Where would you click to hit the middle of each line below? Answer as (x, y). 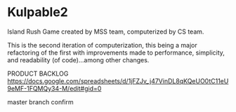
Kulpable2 (38, 12)
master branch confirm (40, 101)
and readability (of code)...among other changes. (78, 59)
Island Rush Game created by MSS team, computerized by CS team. (106, 31)
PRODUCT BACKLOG (38, 73)
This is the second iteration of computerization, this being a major (103, 45)
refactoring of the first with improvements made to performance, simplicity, (116, 52)
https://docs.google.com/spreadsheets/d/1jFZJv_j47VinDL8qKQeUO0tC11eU (118, 80)
